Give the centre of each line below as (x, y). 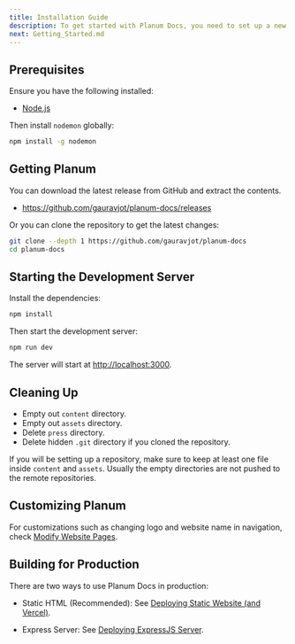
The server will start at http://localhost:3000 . (91, 365)
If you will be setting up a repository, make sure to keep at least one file (139, 459)
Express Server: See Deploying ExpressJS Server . (113, 629)
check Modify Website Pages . (64, 536)
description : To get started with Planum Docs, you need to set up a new (148, 26)
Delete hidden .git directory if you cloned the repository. (126, 442)
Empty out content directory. (74, 414)
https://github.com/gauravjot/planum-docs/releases (117, 207)
